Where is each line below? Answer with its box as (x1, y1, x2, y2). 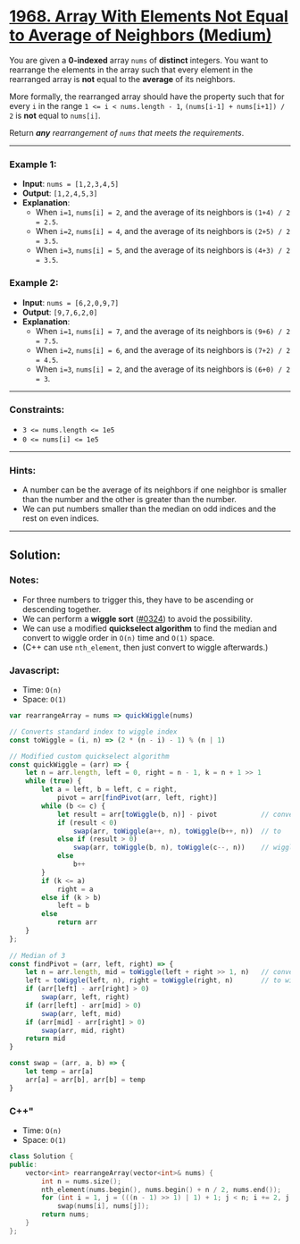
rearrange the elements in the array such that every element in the (9, 64, 254, 75)
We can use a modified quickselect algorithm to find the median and (21, 623, 278, 634)
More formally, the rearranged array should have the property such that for (9, 91, 285, 102)
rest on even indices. (21, 513, 100, 524)
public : (9, 1160, 38, 1169)
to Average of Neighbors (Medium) (9, 25, 272, 46)
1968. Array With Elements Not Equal (9, 6, 288, 27)
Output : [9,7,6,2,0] (21, 307, 98, 317)
